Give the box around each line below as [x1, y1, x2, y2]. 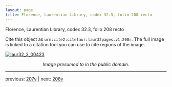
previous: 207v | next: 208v [5, 76, 63, 82]
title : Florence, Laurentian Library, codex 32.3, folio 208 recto [5, 12, 153, 17]
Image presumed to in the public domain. [42, 61, 130, 67]
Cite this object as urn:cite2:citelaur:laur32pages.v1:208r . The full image [5, 36, 164, 42]
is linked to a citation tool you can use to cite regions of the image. [5, 41, 145, 47]
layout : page [5, 7, 33, 13]
